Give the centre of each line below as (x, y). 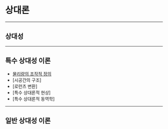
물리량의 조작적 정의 (32, 73)
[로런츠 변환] (25, 86)
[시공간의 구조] (27, 80)
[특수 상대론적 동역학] (33, 98)
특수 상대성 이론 (28, 61)
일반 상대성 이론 (28, 120)
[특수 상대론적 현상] (31, 92)
